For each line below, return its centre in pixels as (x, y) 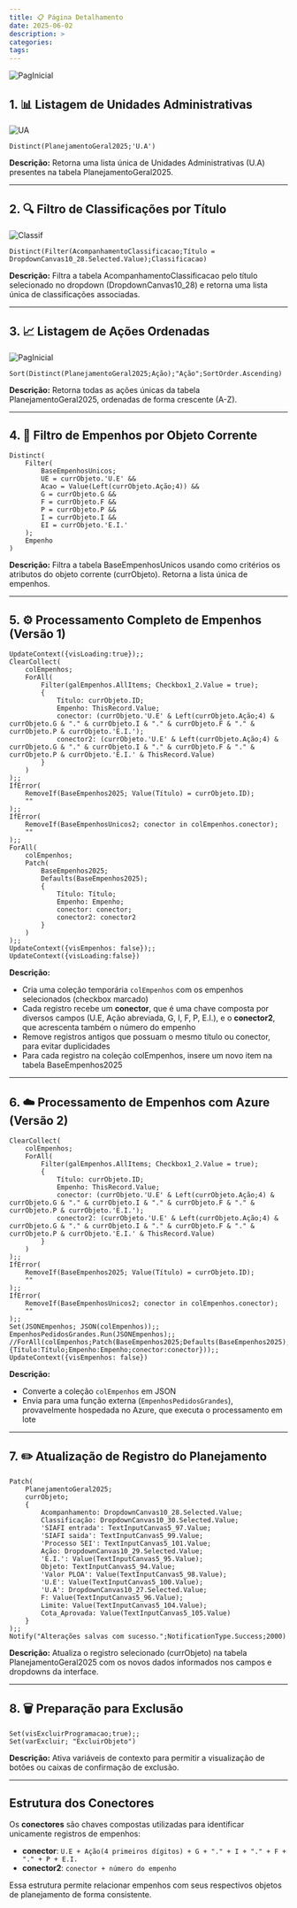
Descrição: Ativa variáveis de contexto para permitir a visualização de (137, 1758)
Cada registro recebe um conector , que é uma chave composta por (145, 1009)
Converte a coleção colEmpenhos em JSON (99, 1391)
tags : (19, 50)
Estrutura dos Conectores (82, 1803)
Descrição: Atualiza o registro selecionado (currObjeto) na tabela (128, 1652)
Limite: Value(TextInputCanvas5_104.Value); (124, 1605)
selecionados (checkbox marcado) (85, 999)
